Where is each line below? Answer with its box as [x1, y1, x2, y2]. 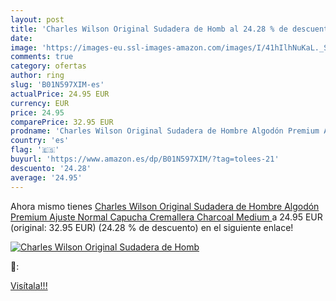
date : [10, 33, 33, 43]
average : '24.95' [10, 172, 83, 183]
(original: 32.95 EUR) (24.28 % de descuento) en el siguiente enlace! [10, 221, 294, 233]
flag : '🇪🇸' [10, 145, 60, 155]
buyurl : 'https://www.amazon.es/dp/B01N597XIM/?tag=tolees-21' [10, 154, 280, 164]
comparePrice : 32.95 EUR [10, 117, 114, 127]
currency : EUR [10, 98, 70, 108]
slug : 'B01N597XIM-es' [10, 80, 105, 90]
